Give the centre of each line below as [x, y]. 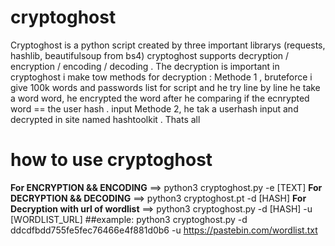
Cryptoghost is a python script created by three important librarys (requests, [168, 45]
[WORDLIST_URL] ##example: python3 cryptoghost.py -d [129, 219]
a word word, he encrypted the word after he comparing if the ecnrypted [160, 98]
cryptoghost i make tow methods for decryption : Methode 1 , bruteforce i [161, 77]
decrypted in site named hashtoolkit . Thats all [105, 119]
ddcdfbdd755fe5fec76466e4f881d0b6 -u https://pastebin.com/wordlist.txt [164, 230]
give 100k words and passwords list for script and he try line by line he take [165, 87]
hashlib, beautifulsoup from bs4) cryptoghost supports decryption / [150, 55]
